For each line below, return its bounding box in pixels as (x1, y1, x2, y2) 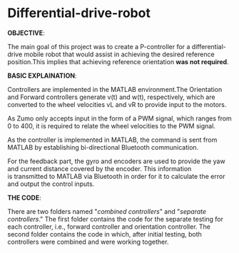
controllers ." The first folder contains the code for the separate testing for (7, 215, 223, 223)
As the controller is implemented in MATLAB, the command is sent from (7, 135, 218, 144)
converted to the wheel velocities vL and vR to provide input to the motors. (7, 100, 227, 108)
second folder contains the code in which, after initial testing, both (7, 229, 202, 238)
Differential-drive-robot (7, 5, 151, 21)
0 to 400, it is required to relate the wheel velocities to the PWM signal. (7, 121, 216, 130)
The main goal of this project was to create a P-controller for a (7, 42, 190, 51)
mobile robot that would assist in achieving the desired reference (24, 50, 215, 58)
